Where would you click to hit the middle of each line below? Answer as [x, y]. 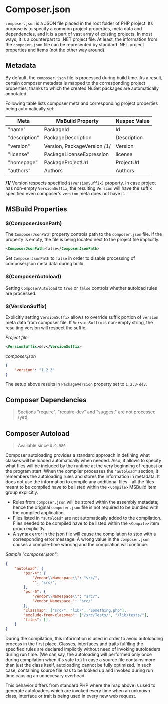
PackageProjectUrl [66, 162]
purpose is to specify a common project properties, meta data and [74, 28]
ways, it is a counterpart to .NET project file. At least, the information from [81, 39]
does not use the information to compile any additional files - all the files [80, 482]
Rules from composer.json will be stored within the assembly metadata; [86, 502]
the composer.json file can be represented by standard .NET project [75, 44]
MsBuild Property [77, 121]
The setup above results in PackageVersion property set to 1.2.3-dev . [76, 384]
